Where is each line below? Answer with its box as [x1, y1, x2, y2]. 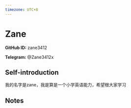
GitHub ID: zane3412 [5, 45, 47, 51]
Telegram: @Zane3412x [5, 54, 54, 60]
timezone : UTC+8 [5, 7, 38, 12]
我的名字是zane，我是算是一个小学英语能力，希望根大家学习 [5, 82, 127, 88]
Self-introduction [5, 68, 59, 77]
